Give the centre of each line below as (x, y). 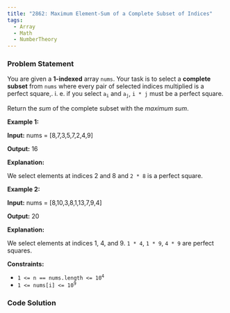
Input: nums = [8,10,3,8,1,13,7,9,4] (55, 202)
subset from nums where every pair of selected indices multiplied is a (106, 86)
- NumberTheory (35, 40)
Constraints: (26, 264)
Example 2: (24, 189)
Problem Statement (41, 64)
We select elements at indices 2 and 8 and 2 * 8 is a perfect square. (105, 175)
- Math (23, 33)
